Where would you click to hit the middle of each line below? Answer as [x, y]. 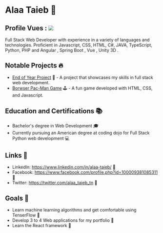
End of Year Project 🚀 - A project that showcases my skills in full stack [82, 77]
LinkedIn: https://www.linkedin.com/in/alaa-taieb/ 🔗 [64, 167]
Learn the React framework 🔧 [42, 226]
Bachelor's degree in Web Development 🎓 [55, 126]
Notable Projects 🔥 [34, 66]
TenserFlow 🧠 [26, 215]
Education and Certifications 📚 [54, 111]
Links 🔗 [16, 155]
